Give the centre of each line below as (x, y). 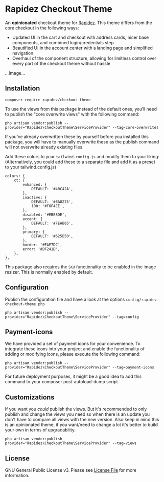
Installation (23, 89)
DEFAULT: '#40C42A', (52, 189)
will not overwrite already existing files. (45, 147)
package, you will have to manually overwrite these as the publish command (82, 142)
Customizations (30, 397)
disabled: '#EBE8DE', (45, 215)
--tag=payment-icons (133, 368)
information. (17, 475)
